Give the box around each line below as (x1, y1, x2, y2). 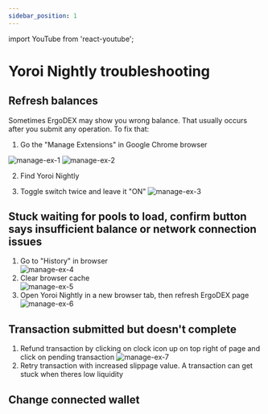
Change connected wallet (8, 392, 140, 407)
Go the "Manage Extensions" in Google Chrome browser (19, 139, 208, 149)
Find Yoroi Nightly (19, 171, 80, 180)
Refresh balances (8, 94, 98, 108)
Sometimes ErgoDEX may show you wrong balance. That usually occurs (8, 115, 248, 125)
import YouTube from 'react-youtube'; (8, 34, 134, 43)
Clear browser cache (19, 273, 90, 283)
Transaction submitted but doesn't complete (8, 322, 237, 336)
